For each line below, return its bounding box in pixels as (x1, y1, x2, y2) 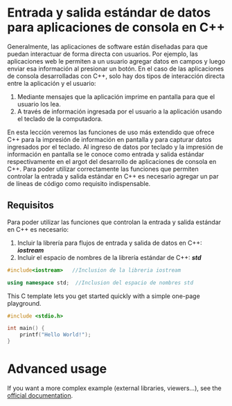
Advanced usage (7, 361, 107, 377)
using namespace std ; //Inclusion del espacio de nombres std (7, 279, 194, 286)
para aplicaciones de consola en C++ (7, 19, 225, 35)
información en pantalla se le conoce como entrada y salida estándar (7, 150, 204, 158)
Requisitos (7, 199, 54, 212)
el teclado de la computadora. (17, 114, 103, 122)
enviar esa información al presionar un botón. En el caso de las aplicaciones (7, 64, 224, 73)
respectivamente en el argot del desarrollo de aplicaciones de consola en (7, 157, 217, 165)
